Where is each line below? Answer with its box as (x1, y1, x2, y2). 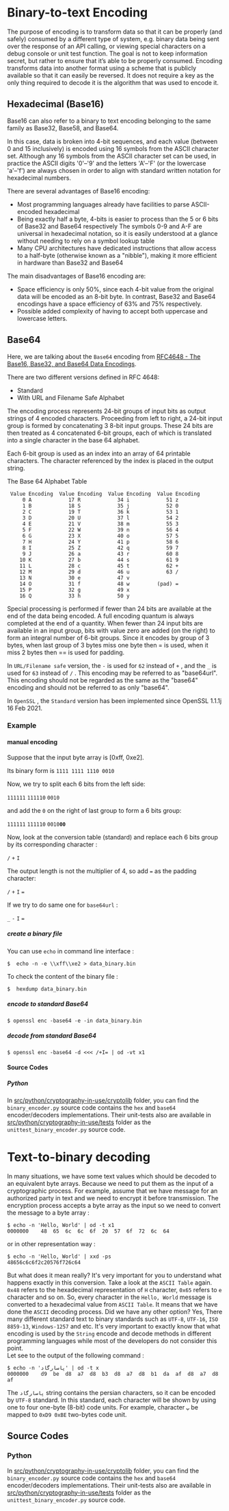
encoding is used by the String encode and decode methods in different (7, 1329, 212, 1338)
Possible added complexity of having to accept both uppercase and (16, 307, 208, 315)
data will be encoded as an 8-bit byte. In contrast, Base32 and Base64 (16, 292, 216, 300)
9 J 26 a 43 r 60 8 (22, 550, 179, 557)
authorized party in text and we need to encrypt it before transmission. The (7, 1194, 219, 1202)
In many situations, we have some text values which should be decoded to (7, 1172, 217, 1180)
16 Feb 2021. (7, 704, 43, 712)
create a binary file (7, 929, 63, 938)
